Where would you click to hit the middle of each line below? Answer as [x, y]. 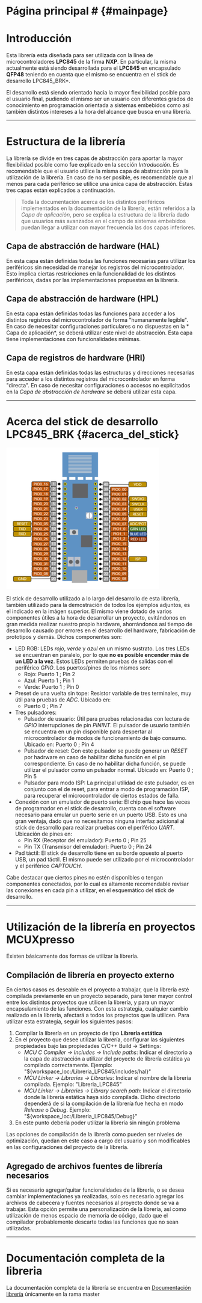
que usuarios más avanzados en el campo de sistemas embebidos [103, 221]
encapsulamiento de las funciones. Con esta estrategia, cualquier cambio [97, 1009]
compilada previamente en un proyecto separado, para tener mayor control [99, 996]
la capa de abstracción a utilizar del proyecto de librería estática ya [107, 1059]
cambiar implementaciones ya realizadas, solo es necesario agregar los [95, 1196]
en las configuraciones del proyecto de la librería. [68, 1147]
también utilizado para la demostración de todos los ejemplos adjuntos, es [98, 605]
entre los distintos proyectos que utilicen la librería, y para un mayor [90, 1002]
